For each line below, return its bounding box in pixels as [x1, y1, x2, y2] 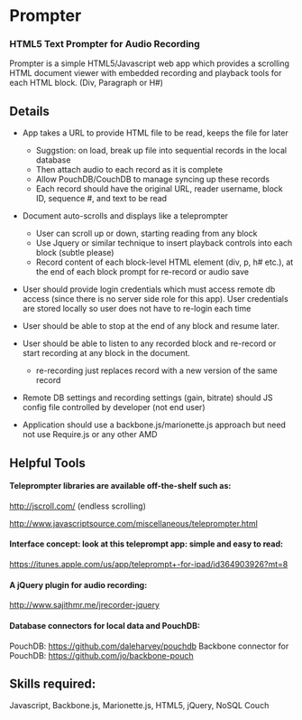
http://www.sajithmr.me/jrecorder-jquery [9, 600, 160, 611]
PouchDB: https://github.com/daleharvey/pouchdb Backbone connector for [9, 641, 289, 651]
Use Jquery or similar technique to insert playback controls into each [35, 238, 293, 248]
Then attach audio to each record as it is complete [35, 164, 224, 175]
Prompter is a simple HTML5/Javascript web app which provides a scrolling [9, 58, 290, 69]
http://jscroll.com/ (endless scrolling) [9, 500, 146, 511]
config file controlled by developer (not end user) [22, 402, 206, 413]
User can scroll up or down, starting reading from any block [35, 228, 259, 239]
